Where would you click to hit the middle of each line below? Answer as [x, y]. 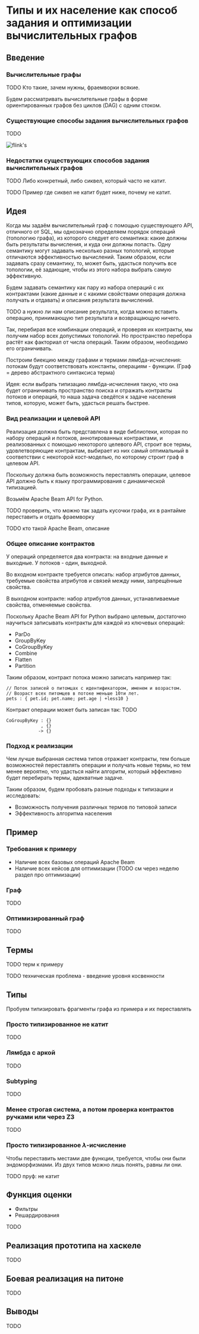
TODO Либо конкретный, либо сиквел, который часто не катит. [86, 181]
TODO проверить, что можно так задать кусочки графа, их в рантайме [96, 510]
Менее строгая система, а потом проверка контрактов [90, 1109]
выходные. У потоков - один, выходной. [57, 563]
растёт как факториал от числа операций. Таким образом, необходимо [97, 342]
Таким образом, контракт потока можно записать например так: [89, 677]
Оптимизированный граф [45, 918]
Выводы [22, 1312]
